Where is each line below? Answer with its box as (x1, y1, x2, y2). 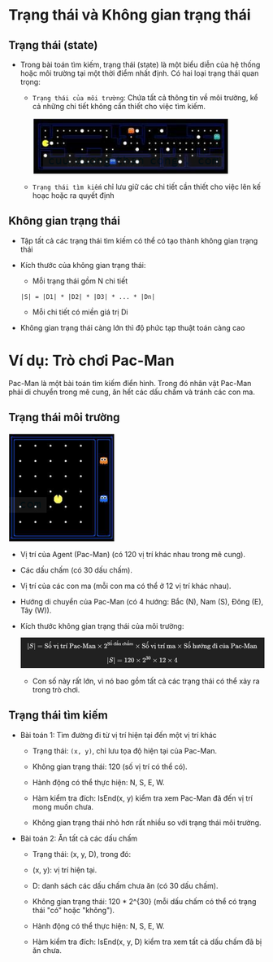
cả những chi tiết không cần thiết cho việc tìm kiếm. (32, 102, 206, 111)
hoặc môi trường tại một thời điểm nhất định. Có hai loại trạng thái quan (19, 68, 259, 78)
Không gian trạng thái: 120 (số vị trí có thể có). (32, 762, 188, 771)
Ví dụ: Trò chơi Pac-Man (8, 352, 175, 370)
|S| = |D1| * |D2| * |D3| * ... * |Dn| (19, 292, 156, 301)
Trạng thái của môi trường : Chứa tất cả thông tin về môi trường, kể (32, 93, 258, 103)
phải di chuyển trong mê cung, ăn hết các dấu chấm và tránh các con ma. (8, 387, 256, 397)
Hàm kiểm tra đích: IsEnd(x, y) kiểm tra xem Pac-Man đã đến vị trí (32, 793, 253, 803)
